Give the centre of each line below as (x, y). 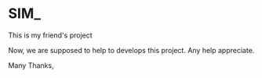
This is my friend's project (50, 35)
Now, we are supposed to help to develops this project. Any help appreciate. (131, 50)
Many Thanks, (31, 65)
